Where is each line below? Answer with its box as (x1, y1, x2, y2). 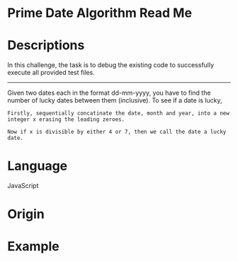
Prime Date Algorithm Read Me (7, 5, 193, 21)
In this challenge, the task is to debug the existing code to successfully (7, 61, 215, 69)
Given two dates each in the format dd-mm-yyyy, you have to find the (7, 88, 211, 97)
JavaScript (7, 182, 39, 190)
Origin (7, 207, 45, 222)
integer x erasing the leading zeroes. (7, 116, 125, 123)
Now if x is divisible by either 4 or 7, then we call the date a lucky (7, 129, 227, 136)
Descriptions (7, 37, 85, 54)
